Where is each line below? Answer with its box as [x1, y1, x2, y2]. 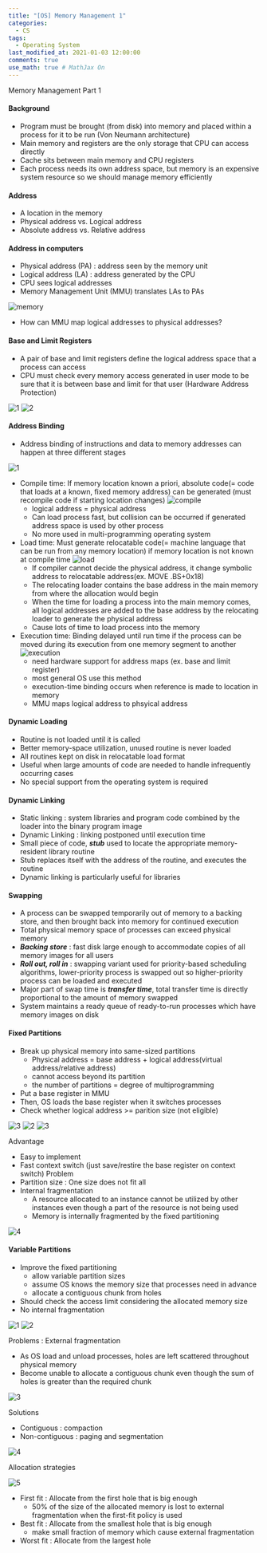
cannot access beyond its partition [31, 1071, 146, 1081]
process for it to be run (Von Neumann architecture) [19, 129, 190, 140]
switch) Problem [19, 1169, 74, 1178]
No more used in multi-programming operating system [31, 529, 211, 538]
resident [19, 847, 48, 857]
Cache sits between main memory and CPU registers [19, 155, 194, 164]
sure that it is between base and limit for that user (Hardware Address [19, 379, 249, 388]
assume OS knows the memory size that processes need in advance [31, 1279, 257, 1289]
